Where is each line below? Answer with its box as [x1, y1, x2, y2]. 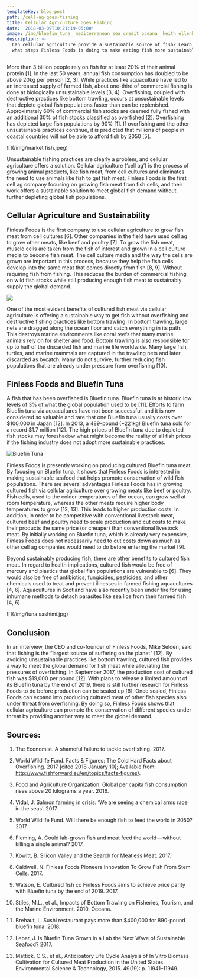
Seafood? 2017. [15, 941, 53, 948]
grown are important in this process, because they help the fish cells [6, 258, 174, 265]
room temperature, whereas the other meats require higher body [6, 500, 164, 507]
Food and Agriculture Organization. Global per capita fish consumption [15, 781, 188, 788]
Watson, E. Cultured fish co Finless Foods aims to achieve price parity [15, 882, 185, 888]
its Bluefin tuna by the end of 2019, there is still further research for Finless [6, 681, 188, 689]
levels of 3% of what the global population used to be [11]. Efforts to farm [6, 401, 185, 408]
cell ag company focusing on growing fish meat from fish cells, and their [6, 181, 183, 188]
